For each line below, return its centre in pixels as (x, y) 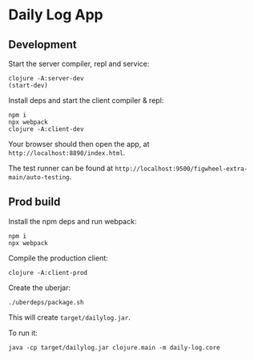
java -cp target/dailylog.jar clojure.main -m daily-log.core (114, 347)
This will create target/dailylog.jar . (69, 317)
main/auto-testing (39, 178)
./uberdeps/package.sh (46, 302)
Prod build (34, 202)
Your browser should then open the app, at (79, 144)
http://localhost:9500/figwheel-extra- (181, 169)
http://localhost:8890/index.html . (67, 153)
